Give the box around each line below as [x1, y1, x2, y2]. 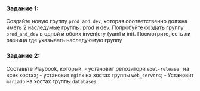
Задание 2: [6, 52, 41, 60]
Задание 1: [6, 4, 39, 12]
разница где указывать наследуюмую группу [6, 37, 122, 44]
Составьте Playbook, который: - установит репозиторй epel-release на [6, 65, 190, 72]
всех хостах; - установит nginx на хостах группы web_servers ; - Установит [6, 71, 194, 79]
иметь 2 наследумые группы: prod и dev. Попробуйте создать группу [6, 24, 184, 31]
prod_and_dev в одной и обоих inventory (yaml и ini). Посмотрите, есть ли [6, 30, 191, 37]
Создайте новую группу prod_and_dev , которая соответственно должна [6, 18, 188, 25]
